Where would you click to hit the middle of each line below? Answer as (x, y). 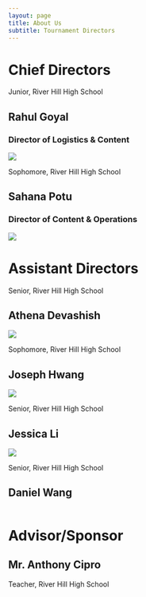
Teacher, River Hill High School (59, 584)
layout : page (30, 16)
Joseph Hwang (46, 375)
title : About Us (35, 23)
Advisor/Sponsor (66, 536)
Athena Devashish (54, 316)
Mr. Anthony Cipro (55, 565)
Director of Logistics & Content (69, 139)
